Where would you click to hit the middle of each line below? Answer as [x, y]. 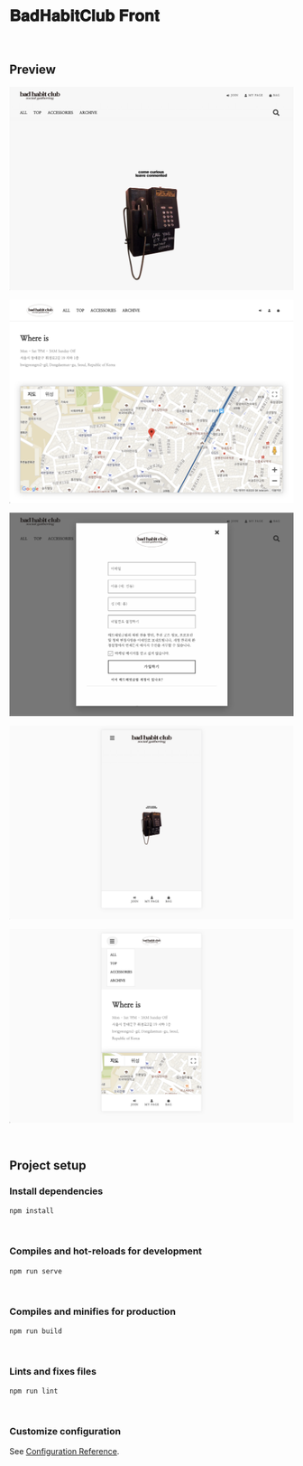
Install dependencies [56, 1191]
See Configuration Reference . [64, 1451]
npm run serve [36, 1271]
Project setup [48, 1165]
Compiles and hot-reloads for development [106, 1251]
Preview [33, 70]
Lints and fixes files [53, 1371]
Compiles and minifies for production [92, 1311]
